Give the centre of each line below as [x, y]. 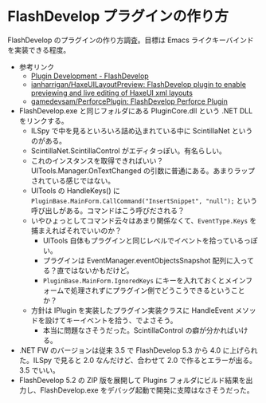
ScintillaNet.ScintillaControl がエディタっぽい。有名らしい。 [128, 150]
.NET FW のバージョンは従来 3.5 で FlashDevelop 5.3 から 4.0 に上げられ [138, 350]
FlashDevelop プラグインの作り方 [118, 16]
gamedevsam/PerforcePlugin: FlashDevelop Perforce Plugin [129, 101]
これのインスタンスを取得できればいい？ [97, 160]
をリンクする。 [43, 121]
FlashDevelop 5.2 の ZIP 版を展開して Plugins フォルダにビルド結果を [132, 380]
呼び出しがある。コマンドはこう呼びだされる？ [108, 210]
